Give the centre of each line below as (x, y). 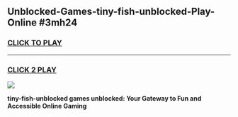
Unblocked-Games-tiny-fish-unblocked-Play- (111, 12)
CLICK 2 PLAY (32, 69)
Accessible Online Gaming (47, 106)
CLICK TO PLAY (35, 43)
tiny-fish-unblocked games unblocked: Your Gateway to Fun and (104, 98)
